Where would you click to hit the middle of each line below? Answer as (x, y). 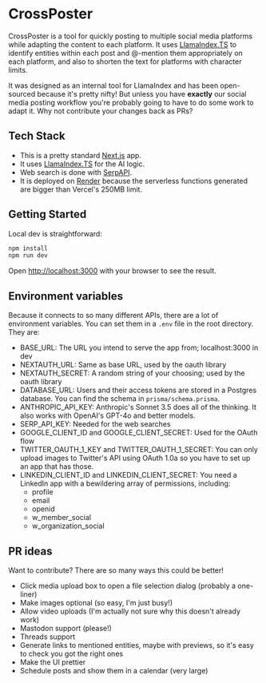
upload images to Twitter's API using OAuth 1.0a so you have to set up (135, 458)
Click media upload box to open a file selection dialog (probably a (128, 586)
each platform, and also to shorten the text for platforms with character (125, 62)
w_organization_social (68, 526)
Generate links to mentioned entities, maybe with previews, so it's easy (137, 645)
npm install (28, 248)
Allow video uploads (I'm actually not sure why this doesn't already (130, 611)
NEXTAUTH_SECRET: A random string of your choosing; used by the (132, 373)
